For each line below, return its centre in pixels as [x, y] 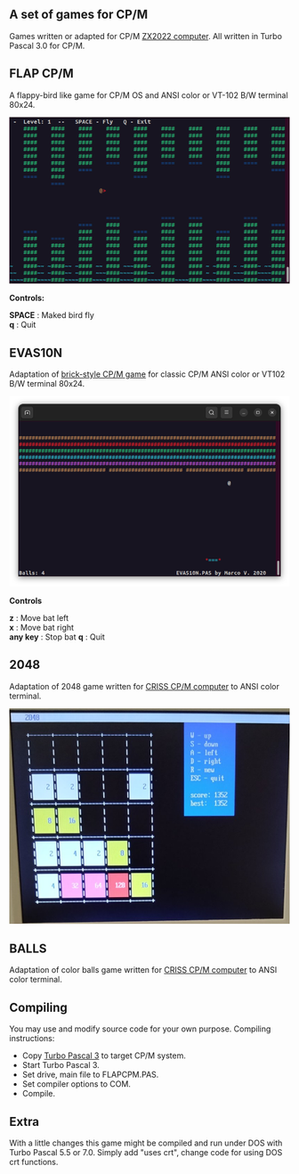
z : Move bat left [39, 617]
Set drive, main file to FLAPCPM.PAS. [90, 1075]
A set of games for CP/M [79, 15]
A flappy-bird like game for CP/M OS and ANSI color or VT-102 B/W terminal [149, 95]
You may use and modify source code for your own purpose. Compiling [140, 1029]
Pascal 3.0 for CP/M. [47, 45]
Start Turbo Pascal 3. [61, 1065]
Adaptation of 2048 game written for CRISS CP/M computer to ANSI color [145, 686]
